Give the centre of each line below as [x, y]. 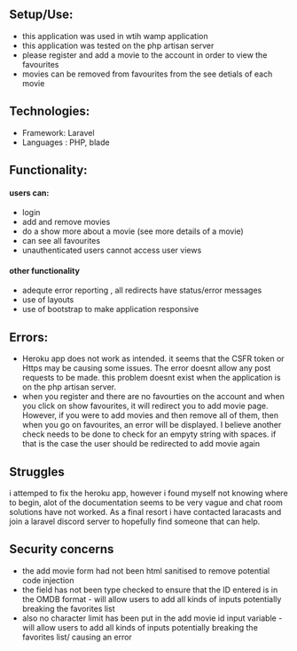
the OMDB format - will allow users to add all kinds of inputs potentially [152, 599]
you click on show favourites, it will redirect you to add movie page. [145, 406]
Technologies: [50, 112]
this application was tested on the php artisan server [118, 45]
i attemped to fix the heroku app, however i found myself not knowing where [148, 494]
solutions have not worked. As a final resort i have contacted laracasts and [145, 512]
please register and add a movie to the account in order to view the [145, 55]
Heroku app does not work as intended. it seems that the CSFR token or [153, 358]
